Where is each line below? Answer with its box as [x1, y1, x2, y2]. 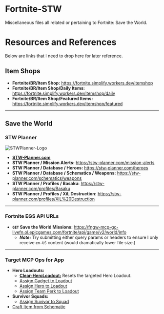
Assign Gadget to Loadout [19, 277, 72, 284]
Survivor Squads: [12, 293, 49, 299]
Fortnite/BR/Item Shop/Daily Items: [12, 85, 85, 91]
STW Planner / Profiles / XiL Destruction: [12, 191, 97, 197]
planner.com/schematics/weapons [12, 175, 82, 181]
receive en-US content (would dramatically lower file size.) [19, 239, 136, 245]
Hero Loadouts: [12, 267, 45, 273]
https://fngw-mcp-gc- [74, 224, 119, 230]
